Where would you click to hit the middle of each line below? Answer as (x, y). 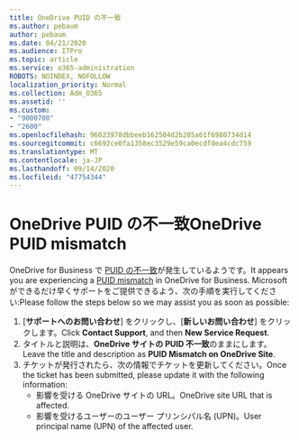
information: (45, 385)
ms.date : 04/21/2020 (48, 43)
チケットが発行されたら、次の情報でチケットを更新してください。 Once (154, 365)
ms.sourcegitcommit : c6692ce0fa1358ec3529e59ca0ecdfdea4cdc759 (131, 143)
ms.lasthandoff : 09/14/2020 (62, 169)
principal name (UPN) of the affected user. (114, 426)
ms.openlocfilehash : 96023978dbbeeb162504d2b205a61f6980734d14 (131, 135)
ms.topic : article (44, 60)
